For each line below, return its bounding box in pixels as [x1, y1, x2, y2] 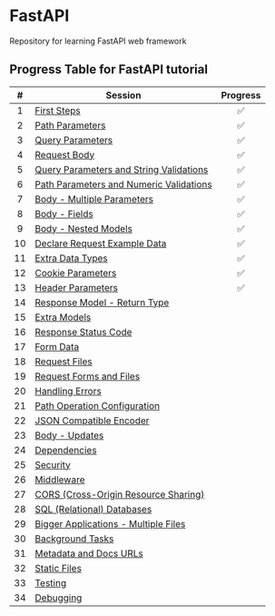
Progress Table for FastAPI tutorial [9, 62, 209, 77]
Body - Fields [34, 207, 93, 220]
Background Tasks [34, 532, 114, 545]
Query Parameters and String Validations [34, 163, 209, 175]
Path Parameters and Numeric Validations [34, 178, 212, 191]
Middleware [34, 473, 85, 486]
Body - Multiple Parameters [34, 193, 154, 205]
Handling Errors [34, 384, 102, 397]
